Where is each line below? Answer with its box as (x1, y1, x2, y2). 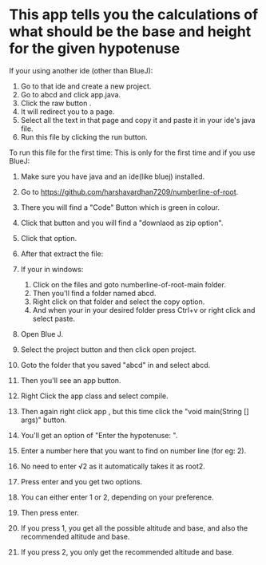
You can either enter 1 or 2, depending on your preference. (20, 492, 214, 502)
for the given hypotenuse (9, 40, 181, 57)
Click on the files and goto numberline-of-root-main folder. (32, 279, 226, 289)
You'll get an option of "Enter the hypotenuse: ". (20, 430, 178, 440)
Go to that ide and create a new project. (20, 81, 152, 91)
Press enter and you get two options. (20, 476, 143, 486)
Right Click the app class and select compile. (20, 391, 169, 401)
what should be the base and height (9, 22, 252, 41)
